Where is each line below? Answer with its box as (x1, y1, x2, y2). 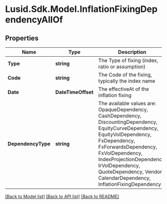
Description (118, 49, 147, 55)
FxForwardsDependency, (98, 143, 158, 150)
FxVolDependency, (98, 150, 143, 156)
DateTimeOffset (55, 89, 93, 96)
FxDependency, (98, 137, 136, 144)
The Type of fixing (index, (98, 57, 159, 64)
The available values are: (98, 100, 157, 106)
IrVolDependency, (98, 162, 140, 169)
